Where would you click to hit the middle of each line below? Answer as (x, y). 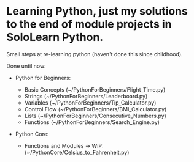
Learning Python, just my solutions (97, 11)
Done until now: (26, 66)
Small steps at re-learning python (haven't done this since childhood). (95, 54)
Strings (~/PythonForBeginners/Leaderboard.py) (86, 96)
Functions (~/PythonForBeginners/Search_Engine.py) (92, 122)
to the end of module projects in (89, 24)
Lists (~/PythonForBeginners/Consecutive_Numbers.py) (95, 116)
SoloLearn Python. (55, 37)
